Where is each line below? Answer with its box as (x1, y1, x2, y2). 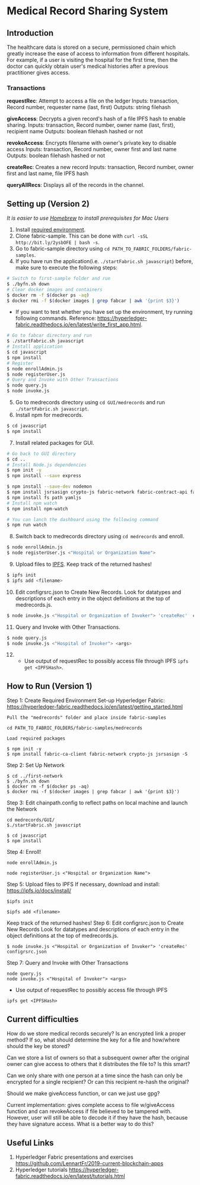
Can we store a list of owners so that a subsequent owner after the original (7, 1054, 189, 1061)
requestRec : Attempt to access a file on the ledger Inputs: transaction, (7, 97, 179, 105)
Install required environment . (15, 226, 86, 233)
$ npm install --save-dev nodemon (7, 484, 93, 489)
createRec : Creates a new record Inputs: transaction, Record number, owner (7, 164, 194, 171)
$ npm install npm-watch (7, 506, 68, 512)
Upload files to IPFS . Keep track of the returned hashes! (15, 561, 152, 568)
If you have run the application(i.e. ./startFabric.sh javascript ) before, (15, 258, 193, 265)
